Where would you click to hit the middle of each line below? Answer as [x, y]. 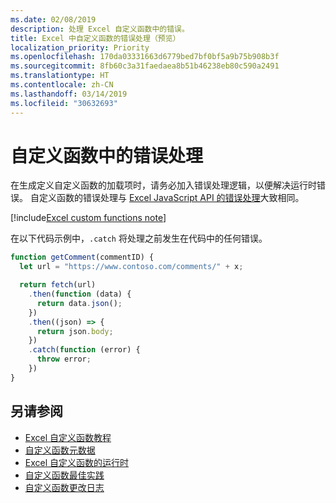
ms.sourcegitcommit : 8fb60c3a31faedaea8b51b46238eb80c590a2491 [145, 66]
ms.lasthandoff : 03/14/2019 [69, 94]
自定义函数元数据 [60, 450]
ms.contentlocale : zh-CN [62, 85]
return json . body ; [75, 331]
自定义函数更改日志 [64, 487]
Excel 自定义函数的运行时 [77, 462]
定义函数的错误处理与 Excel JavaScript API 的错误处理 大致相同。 [171, 198]
